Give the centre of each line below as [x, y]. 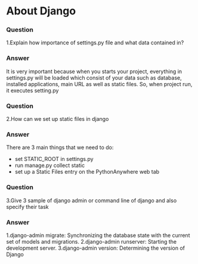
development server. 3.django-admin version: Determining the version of [95, 248]
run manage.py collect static [50, 165]
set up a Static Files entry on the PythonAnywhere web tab [87, 172]
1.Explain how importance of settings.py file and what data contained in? [95, 43]
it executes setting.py [33, 90]
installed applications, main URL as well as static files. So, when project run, [99, 84]
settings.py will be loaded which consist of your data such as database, [94, 78]
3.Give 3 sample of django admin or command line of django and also [92, 200]
